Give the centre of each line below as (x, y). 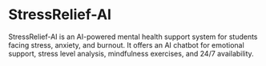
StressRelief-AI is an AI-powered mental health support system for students (133, 37)
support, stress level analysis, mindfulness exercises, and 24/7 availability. (131, 53)
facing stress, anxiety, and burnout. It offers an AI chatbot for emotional (126, 45)
